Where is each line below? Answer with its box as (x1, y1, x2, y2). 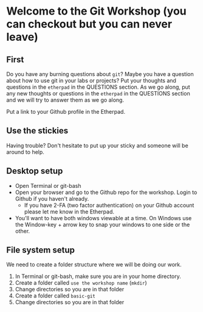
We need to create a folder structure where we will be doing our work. (6, 261, 182, 268)
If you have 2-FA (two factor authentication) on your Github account (24, 201, 194, 209)
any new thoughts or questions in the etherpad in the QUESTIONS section (6, 90, 190, 97)
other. (15, 227, 30, 235)
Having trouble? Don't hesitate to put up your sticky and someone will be (6, 142, 188, 149)
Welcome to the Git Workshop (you (6, 4, 187, 18)
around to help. (6, 148, 44, 156)
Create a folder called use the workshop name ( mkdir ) (15, 279, 147, 286)
